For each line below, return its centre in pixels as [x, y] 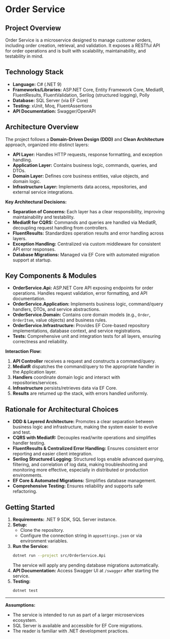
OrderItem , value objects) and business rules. [60, 320]
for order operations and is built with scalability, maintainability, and [76, 51]
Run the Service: [31, 546]
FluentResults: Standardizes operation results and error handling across [88, 233]
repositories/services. [35, 383]
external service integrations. [43, 192]
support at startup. [32, 260]
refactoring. [25, 491]
